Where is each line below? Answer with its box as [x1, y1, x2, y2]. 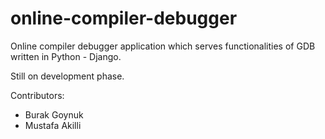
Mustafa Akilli [24, 119, 82, 131]
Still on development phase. [10, 70, 125, 82]
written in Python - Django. [10, 50, 122, 62]
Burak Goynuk [24, 108, 84, 121]
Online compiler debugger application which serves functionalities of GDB [10, 40, 316, 52]
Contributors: [10, 89, 65, 101]
